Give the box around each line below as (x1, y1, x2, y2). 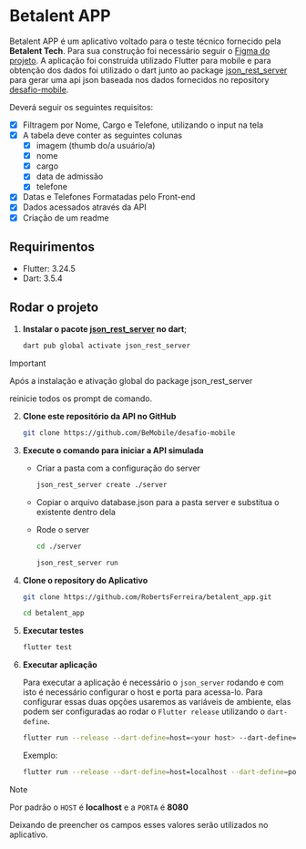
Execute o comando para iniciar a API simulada (22, 444, 204, 456)
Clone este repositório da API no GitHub (22, 411, 177, 422)
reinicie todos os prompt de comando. (9, 393, 153, 404)
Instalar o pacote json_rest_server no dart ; (22, 324, 187, 335)
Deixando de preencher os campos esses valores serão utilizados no (9, 819, 269, 830)
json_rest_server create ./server (36, 480, 168, 489)
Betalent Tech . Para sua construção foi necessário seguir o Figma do (9, 45, 270, 56)
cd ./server (36, 542, 82, 551)
